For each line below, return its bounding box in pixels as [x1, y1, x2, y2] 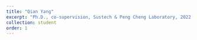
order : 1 [6, 25, 28, 31]
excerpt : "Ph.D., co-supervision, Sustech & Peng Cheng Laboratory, [6, 14, 178, 20]
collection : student [6, 19, 57, 25]
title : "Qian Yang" [6, 8, 54, 15]
